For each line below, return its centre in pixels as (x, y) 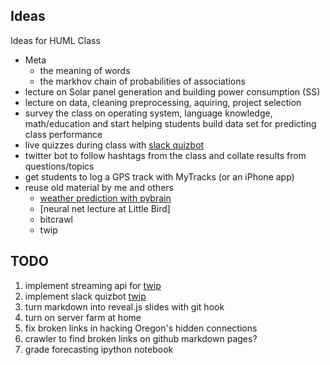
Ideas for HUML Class (55, 40)
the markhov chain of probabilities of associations (142, 81)
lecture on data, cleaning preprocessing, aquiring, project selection (163, 102)
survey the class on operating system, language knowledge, (148, 113)
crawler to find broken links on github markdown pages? (141, 338)
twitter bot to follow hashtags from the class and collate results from (165, 155)
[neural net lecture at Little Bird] (105, 208)
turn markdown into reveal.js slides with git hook (124, 306)
